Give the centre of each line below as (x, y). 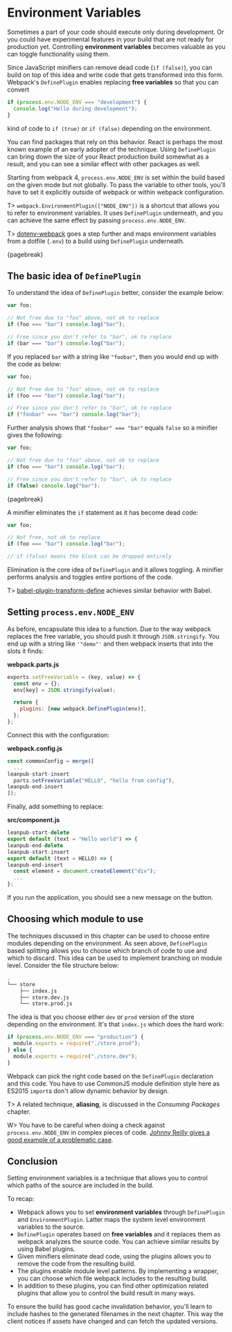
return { (26, 702)
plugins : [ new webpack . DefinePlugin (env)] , (83, 709)
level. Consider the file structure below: (63, 965)
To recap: (21, 1199)
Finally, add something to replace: (55, 807)
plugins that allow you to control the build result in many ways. (106, 1293)
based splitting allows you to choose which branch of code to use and (107, 950)
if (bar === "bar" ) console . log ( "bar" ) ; (66, 343)
